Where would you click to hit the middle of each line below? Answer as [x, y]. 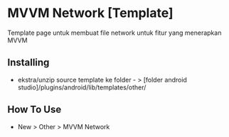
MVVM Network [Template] [90, 13]
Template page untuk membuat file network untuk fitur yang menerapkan [114, 33]
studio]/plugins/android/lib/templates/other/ [82, 87]
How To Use [34, 110]
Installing [28, 63]
